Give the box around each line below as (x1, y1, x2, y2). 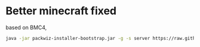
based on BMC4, (5, 24, 47, 31)
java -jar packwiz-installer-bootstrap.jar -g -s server (5, 35, 150, 41)
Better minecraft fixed (5, 4, 117, 18)
